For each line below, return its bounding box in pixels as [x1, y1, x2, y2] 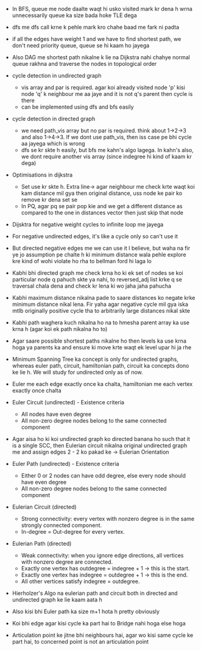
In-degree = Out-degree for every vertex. [21, 528, 125, 535]
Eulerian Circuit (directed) [12, 503, 77, 511]
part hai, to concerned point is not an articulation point [12, 638, 149, 645]
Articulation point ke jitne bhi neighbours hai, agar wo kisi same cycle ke [12, 631, 194, 639]
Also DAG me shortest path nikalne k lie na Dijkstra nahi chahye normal [12, 54, 191, 60]
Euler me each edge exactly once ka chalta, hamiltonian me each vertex [12, 380, 193, 387]
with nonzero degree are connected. [21, 558, 113, 566]
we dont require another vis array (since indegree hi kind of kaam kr [21, 153, 192, 160]
